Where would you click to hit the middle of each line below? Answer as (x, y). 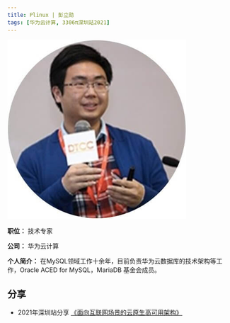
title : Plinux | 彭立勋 (41, 15)
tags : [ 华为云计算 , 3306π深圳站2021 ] (59, 22)
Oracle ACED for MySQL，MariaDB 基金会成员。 (90, 270)
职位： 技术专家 (30, 231)
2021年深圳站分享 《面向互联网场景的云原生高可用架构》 (100, 312)
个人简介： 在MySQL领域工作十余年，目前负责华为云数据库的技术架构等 (112, 261)
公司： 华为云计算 (33, 246)
